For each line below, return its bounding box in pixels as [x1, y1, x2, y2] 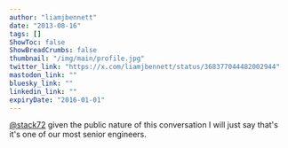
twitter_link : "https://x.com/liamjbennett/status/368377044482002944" [9, 63, 280, 72]
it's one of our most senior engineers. [9, 129, 147, 140]
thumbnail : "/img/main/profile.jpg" [9, 54, 145, 63]
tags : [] [9, 29, 42, 38]
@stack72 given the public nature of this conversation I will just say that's [9, 120, 278, 130]
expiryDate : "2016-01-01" [9, 95, 105, 105]
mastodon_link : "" [9, 71, 77, 80]
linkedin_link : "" [9, 87, 77, 96]
